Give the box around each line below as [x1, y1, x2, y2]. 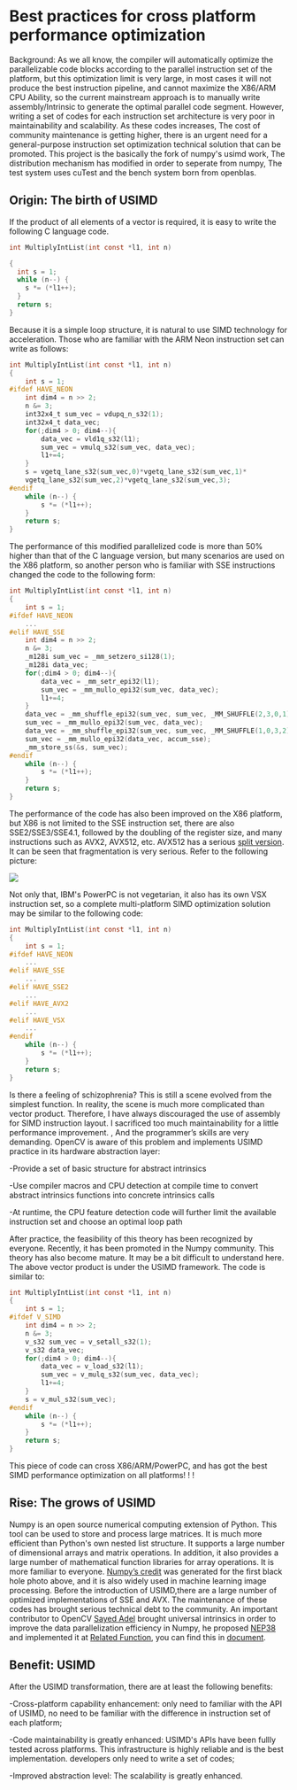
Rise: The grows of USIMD [9, 1495, 156, 1511]
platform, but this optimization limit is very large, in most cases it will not [9, 73, 272, 83]
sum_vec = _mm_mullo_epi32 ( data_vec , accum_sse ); [25, 734, 212, 743]
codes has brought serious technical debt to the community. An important [9, 1603, 278, 1614]
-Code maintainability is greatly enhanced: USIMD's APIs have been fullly [9, 1734, 277, 1745]
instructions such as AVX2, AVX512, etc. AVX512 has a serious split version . [9, 836, 285, 847]
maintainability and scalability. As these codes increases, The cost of [9, 120, 261, 130]
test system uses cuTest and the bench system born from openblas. [9, 167, 257, 178]
